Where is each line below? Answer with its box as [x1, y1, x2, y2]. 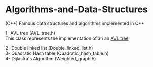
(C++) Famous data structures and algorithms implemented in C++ [5, 20, 144, 26]
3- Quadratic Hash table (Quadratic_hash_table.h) [5, 50, 109, 56]
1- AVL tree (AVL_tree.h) [5, 30, 56, 36]
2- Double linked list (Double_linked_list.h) [5, 45, 93, 51]
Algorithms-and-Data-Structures [5, 4, 148, 15]
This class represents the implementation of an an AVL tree [5, 35, 129, 41]
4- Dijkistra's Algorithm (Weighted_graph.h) [5, 55, 96, 61]
